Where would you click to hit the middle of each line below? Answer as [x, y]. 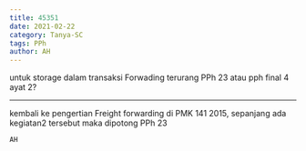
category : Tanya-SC [46, 35]
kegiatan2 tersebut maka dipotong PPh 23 [88, 123]
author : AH [30, 52]
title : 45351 [34, 18]
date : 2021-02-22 [42, 26]
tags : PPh [28, 43]
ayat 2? [23, 87]
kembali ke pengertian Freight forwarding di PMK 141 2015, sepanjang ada [148, 114]
